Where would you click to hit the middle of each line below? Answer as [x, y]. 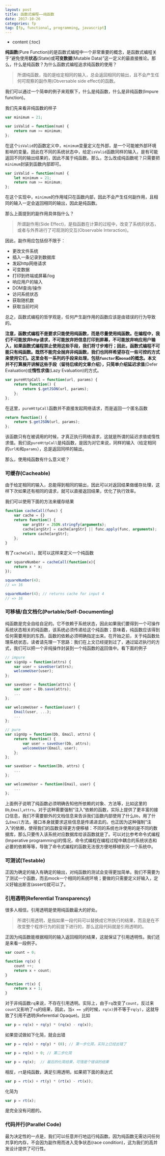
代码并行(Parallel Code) [33, 1125]
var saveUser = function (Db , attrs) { [45, 766]
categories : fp [21, 23]
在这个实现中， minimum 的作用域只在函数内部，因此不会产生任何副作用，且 [80, 197]
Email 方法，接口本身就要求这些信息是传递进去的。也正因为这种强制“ [78, 822]
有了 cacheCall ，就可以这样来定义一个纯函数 [50, 553]
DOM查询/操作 [27, 288]
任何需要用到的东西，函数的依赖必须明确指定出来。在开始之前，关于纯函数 [80, 636]
